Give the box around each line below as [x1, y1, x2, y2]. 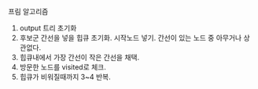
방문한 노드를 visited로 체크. [19, 62, 106, 72]
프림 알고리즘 [8, 7, 49, 16]
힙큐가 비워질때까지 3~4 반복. [19, 73, 112, 81]
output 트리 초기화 [19, 23, 77, 33]
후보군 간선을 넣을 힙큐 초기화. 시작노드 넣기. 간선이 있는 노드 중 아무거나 [19, 34, 242, 42]
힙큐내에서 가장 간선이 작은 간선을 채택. [19, 53, 140, 62]
